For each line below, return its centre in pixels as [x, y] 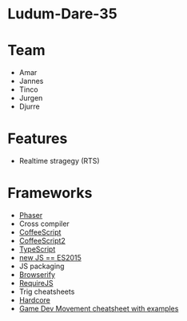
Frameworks [50, 193]
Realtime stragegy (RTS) [60, 161]
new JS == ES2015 [50, 258]
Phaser [31, 215]
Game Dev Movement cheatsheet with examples [99, 309]
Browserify [37, 275]
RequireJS [36, 283]
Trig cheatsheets [47, 291]
